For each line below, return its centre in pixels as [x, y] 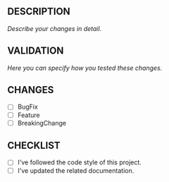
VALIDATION [36, 51]
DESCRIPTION [39, 12]
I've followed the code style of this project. [80, 162]
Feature [29, 115]
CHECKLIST [34, 146]
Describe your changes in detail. [55, 28]
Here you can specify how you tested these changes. [85, 68]
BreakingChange [42, 123]
